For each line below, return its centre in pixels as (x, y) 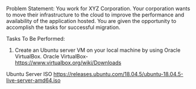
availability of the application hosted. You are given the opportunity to (91, 21)
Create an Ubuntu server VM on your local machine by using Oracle (98, 50)
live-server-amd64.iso (34, 80)
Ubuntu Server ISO (29, 74)
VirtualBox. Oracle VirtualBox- (51, 56)
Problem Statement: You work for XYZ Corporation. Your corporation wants (98, 9)
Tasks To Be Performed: (36, 39)
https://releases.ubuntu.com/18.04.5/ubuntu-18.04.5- (118, 74)
